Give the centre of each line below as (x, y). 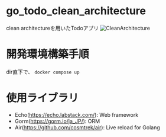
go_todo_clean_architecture (76, 11)
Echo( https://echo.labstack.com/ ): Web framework (77, 114)
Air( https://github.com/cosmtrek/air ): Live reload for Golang (87, 127)
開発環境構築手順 (48, 54)
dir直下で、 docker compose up (43, 72)
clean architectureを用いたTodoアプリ (53, 28)
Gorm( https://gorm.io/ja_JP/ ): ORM (57, 121)
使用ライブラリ (43, 98)
